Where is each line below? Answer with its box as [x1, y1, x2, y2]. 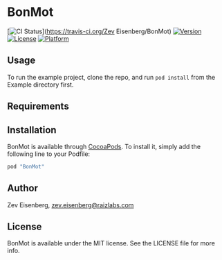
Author [7, 182, 38, 194]
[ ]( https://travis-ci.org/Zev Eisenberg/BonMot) [7, 27, 172, 35]
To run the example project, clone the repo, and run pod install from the [7, 73, 216, 81]
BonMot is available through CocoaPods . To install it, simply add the [7, 142, 201, 150]
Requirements [7, 101, 69, 112]
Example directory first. [7, 80, 74, 89]
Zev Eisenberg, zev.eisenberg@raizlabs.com [7, 200, 134, 209]
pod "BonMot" [7, 163, 45, 170]
